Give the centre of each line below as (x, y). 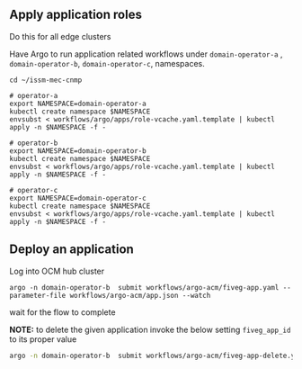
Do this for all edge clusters (60, 36)
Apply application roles (75, 15)
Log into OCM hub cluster (57, 271)
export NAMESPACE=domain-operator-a (78, 103)
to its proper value (43, 339)
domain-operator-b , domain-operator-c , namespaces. (107, 63)
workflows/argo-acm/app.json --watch (140, 295)
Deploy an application (72, 250)
